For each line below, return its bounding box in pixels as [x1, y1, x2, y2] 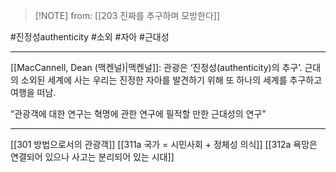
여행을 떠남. [10, 87, 57, 98]
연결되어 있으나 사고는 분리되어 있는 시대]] [10, 151, 175, 163]
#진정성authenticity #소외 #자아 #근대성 [10, 31, 170, 43]
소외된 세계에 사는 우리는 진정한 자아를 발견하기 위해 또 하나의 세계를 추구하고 [20, 74, 323, 86]
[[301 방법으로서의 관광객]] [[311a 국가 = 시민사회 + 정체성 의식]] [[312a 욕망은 [10, 139, 318, 150]
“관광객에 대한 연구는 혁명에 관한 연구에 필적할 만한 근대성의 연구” [10, 108, 267, 119]
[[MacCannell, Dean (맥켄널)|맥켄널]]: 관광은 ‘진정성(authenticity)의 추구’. [10, 62, 303, 73]
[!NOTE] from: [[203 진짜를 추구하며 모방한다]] [34, 10, 221, 21]
